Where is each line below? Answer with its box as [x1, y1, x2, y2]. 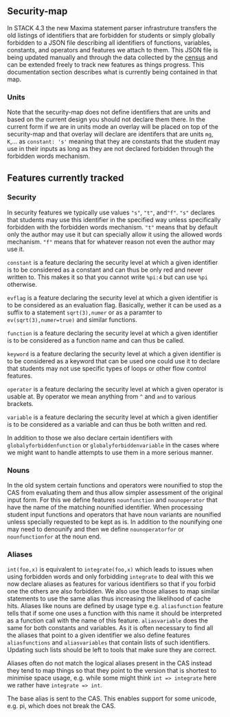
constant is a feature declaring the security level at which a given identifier [7, 258, 218, 266]
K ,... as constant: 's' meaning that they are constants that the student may [7, 137, 220, 145]
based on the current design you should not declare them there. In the [7, 115, 206, 123]
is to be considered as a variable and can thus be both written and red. [7, 420, 207, 428]
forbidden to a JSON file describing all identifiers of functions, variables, [7, 38, 211, 47]
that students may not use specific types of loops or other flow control [7, 364, 207, 372]
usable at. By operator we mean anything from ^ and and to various [7, 392, 196, 401]
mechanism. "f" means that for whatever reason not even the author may [7, 237, 215, 245]
